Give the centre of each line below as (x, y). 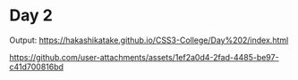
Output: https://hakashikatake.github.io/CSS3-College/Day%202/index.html (149, 40)
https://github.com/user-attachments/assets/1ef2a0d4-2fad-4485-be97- (144, 57)
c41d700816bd (37, 67)
